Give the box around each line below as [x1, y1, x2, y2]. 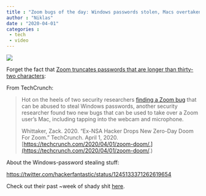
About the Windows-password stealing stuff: [6, 159, 120, 166]
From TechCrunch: [6, 84, 54, 91]
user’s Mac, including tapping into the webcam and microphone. [21, 116, 184, 123]
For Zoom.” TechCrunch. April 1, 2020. [21, 134, 118, 141]
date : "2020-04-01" [6, 20, 59, 26]
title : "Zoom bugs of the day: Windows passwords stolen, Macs [6, 9, 174, 15]
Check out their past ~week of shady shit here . [6, 183, 125, 190]
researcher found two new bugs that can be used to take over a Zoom [21, 109, 199, 116]
